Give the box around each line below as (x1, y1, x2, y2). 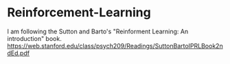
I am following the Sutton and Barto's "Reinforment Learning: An (7, 27, 189, 35)
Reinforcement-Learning (7, 5, 151, 20)
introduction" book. (7, 34, 62, 42)
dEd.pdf (7, 49, 30, 57)
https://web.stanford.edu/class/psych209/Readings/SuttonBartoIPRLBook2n (7, 42, 223, 50)
